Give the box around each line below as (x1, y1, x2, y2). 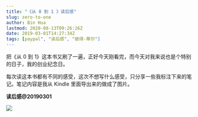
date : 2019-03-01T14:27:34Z (6, 31, 75, 37)
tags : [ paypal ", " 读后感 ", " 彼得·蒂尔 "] (6, 36, 101, 42)
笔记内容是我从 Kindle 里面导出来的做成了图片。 (16, 80, 133, 87)
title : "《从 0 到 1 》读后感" (6, 8, 77, 15)
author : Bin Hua (6, 19, 46, 25)
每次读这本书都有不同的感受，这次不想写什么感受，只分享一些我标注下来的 (6, 73, 187, 80)
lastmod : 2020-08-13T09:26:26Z (6, 25, 83, 31)
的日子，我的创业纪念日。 (6, 60, 68, 67)
